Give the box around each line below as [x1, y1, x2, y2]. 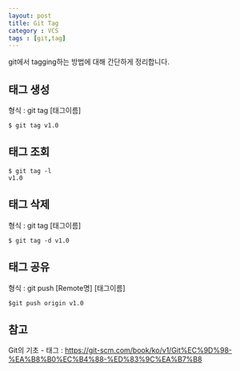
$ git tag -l [8, 167, 52, 175]
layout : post [8, 11, 52, 20]
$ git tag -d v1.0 [8, 236, 70, 244]
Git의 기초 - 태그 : [8, 345, 64, 355]
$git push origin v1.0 [8, 299, 84, 307]
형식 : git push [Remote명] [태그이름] [8, 283, 126, 292]
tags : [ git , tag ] [8, 34, 66, 42]
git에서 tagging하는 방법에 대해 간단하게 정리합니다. [8, 57, 170, 67]
